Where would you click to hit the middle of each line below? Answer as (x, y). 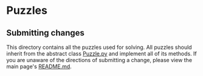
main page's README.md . (39, 66)
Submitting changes (46, 33)
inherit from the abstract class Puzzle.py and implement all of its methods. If (102, 54)
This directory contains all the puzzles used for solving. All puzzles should (99, 47)
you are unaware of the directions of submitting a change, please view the (99, 60)
